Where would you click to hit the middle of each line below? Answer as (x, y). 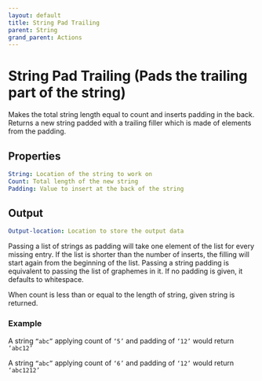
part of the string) (67, 93)
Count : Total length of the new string (73, 181)
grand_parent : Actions (45, 37)
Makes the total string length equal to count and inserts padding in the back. (131, 115)
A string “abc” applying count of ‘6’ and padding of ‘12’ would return (121, 363)
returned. (23, 303)
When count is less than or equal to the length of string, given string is (122, 295)
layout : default (35, 15)
